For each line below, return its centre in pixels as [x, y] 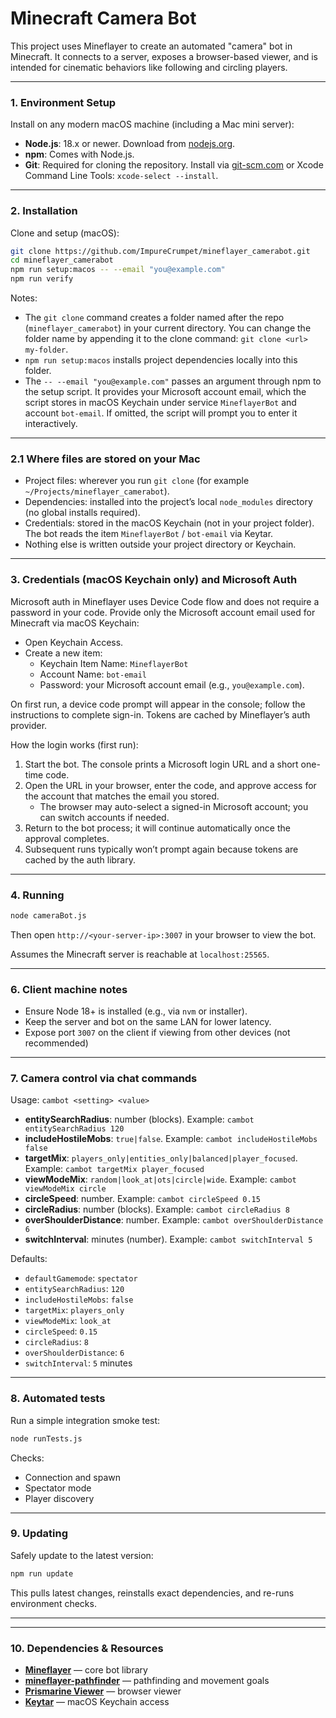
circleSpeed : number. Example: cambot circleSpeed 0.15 [142, 1199]
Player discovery [59, 1498]
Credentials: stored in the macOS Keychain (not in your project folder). [169, 523]
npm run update [42, 1573]
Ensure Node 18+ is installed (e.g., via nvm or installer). [136, 1011]
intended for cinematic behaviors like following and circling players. [149, 67]
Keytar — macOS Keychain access [97, 1702]
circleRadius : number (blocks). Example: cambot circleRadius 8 [157, 1209]
